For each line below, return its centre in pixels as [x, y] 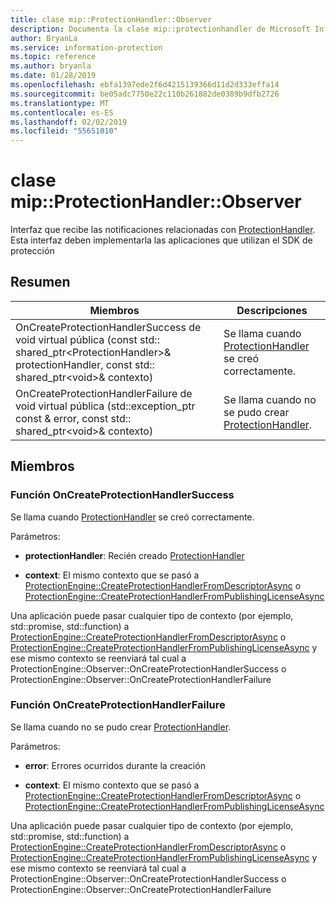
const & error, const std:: [73, 418]
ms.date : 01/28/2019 [53, 76]
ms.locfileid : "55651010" [64, 131]
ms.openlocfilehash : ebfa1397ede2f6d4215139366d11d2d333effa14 [145, 85]
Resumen [40, 282]
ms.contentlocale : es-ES [62, 112]
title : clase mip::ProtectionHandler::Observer [111, 19]
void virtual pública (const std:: [87, 339]
